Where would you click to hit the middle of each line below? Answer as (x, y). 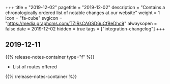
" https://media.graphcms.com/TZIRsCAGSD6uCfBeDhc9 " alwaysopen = (81, 23)
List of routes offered (35, 67)
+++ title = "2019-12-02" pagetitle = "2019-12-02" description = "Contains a (85, 7)
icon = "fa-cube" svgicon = (34, 18)
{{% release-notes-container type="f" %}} (50, 57)
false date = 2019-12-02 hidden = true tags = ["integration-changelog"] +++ (85, 29)
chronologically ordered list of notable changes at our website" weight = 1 (83, 13)
